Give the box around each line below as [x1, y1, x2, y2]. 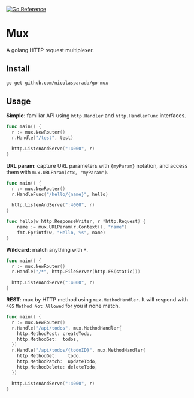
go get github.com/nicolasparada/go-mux [6, 80, 109, 86]
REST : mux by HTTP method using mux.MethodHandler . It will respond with [6, 296, 189, 303]
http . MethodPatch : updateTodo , [17, 358, 98, 365]
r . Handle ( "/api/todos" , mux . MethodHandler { [11, 325, 122, 331]
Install [6, 64, 30, 74]
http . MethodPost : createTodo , [17, 330, 93, 337]
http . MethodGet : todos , [17, 336, 79, 342]
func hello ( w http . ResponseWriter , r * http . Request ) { [6, 219, 146, 225]
